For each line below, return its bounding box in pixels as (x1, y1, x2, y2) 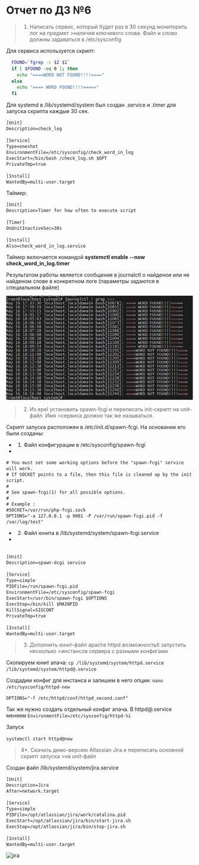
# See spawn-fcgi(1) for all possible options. (6, 489, 126, 495)
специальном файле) (6, 284, 60, 291)
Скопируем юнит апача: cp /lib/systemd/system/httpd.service (6, 659, 164, 666)
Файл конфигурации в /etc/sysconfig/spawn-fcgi (23, 441, 146, 448)
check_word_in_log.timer (6, 260, 70, 267)
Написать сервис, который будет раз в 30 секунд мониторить (29, 23, 188, 30)
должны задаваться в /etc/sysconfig (29, 36, 121, 43)
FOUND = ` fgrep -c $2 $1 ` (11, 59, 70, 65)
